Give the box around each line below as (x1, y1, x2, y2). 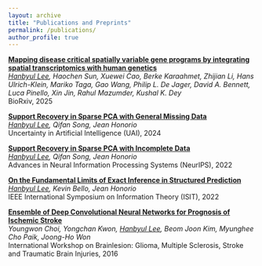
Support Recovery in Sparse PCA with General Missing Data (8, 111, 207, 122)
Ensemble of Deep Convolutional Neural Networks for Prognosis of (8, 207, 231, 217)
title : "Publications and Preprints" (8, 19, 132, 27)
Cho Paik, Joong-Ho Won (8, 232, 91, 242)
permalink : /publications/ (8, 26, 96, 34)
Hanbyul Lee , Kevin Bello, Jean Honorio (8, 184, 137, 193)
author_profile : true (8, 33, 79, 42)
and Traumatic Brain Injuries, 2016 (8, 249, 118, 259)
